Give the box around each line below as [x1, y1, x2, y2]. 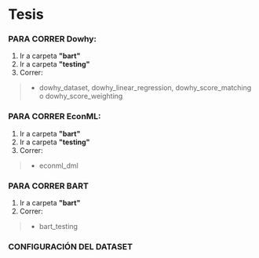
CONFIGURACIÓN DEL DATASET [8, 242, 133, 252]
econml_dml [38, 161, 78, 170]
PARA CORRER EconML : [8, 111, 101, 122]
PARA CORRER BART [8, 180, 89, 191]
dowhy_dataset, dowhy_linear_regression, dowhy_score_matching [38, 83, 252, 93]
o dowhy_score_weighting [38, 92, 123, 101]
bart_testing [38, 222, 78, 231]
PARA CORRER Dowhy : [8, 34, 97, 45]
